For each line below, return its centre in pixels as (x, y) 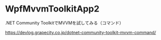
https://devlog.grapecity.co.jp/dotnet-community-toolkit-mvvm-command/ (80, 32)
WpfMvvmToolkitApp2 (52, 9)
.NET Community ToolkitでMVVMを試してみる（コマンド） (64, 23)
